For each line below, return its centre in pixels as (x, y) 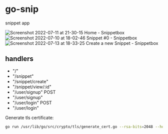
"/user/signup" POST (34, 92)
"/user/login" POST (32, 103)
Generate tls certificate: (29, 118)
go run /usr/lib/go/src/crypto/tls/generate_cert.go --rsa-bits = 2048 (79, 127)
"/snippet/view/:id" (32, 87)
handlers (19, 59)
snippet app (17, 23)
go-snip (22, 9)
